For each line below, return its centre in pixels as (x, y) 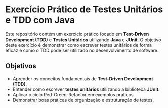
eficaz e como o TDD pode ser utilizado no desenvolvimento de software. (82, 50)
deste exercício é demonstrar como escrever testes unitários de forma (79, 45)
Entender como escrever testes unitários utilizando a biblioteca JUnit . (86, 89)
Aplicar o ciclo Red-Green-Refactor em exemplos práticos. (74, 94)
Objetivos (21, 66)
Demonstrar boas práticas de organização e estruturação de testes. (83, 100)
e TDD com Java (40, 20)
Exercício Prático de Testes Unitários (84, 9)
